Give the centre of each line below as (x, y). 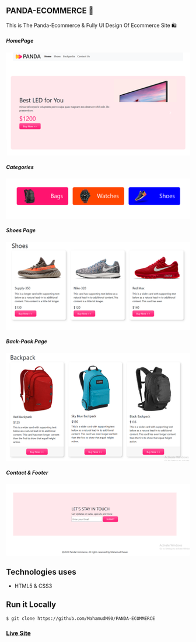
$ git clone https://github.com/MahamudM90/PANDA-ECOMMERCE (81, 619)
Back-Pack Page (27, 341)
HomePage (20, 41)
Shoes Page (21, 230)
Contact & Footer (27, 472)
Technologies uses (41, 572)
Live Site (18, 633)
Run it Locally (31, 604)
